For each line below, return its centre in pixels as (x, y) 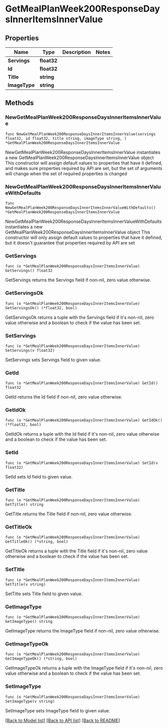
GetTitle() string (24, 505)
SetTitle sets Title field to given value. (44, 594)
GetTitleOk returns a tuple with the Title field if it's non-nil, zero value (76, 551)
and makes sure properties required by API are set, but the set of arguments (84, 168)
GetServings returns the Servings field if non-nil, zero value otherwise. (78, 280)
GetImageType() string (29, 621)
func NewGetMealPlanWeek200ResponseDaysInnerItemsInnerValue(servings (80, 134)
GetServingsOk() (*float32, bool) (41, 308)
